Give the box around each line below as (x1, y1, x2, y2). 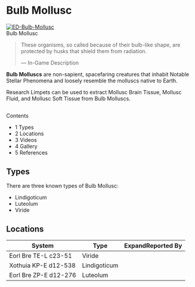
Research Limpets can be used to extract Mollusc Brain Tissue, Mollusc (6, 88, 182, 95)
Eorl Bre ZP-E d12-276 (9, 271, 76, 279)
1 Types (14, 124, 34, 131)
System (32, 241, 54, 249)
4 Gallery (14, 143, 38, 150)
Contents (6, 112, 29, 119)
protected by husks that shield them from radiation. (20, 47, 147, 54)
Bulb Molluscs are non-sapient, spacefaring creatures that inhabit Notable (6, 70, 190, 78)
